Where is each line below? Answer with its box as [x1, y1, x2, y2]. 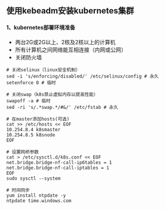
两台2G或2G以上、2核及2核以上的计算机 [15, 38, 116, 45]
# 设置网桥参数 [6, 149, 39, 155]
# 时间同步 [6, 187, 30, 193]
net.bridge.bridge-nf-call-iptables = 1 [6, 165, 110, 171]
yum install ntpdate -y [6, 192, 66, 199]
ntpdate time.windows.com [6, 197, 71, 204]
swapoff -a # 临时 [6, 97, 51, 104]
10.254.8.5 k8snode [6, 132, 56, 138]
